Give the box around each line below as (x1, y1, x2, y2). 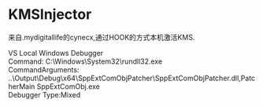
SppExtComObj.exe (36, 81, 100, 91)
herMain (8, 81, 35, 91)
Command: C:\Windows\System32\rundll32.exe (8, 57, 163, 66)
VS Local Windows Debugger (8, 48, 104, 57)
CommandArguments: (8, 65, 80, 74)
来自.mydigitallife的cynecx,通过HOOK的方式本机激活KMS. (8, 32, 195, 42)
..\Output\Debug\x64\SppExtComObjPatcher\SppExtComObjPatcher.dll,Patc (8, 73, 256, 83)
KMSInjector (8, 6, 92, 24)
